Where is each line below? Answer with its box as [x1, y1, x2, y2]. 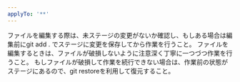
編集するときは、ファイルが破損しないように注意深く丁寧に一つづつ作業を [7, 48, 226, 57]
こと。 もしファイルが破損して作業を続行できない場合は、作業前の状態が [13, 58, 229, 66]
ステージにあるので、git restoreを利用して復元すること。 [7, 66, 175, 75]
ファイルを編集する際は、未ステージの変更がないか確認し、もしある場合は [7, 31, 226, 39]
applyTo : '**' [7, 10, 50, 18]
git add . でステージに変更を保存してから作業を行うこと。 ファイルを [26, 40, 229, 48]
